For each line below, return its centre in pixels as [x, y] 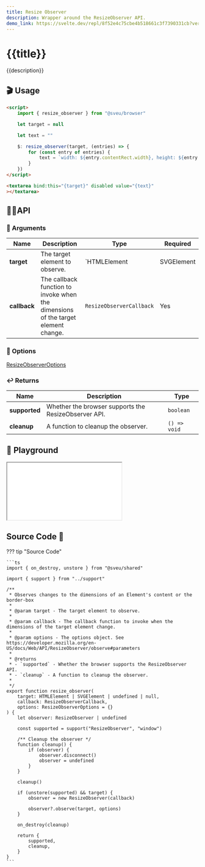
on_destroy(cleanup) [43, 825]
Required [178, 244]
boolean [179, 410]
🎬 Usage [23, 90]
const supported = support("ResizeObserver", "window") [90, 728]
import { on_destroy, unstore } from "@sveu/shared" [75, 568]
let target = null [41, 124]
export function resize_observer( [50, 691]
